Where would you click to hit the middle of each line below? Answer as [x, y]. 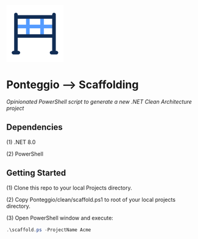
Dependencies [34, 127]
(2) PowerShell [25, 154]
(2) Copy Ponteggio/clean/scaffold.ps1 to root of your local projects [91, 199]
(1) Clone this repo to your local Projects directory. [69, 188]
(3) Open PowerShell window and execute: [60, 218]
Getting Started [36, 173]
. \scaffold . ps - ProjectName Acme [49, 230]
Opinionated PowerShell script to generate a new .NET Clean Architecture [99, 101]
